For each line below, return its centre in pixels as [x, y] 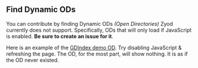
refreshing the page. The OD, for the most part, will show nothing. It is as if [97, 54]
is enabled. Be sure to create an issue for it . [60, 36]
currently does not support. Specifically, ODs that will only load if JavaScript [99, 30]
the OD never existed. [33, 60]
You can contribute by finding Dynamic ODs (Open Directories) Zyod [90, 23]
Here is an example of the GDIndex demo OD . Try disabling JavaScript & [94, 47]
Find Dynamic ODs [41, 10]
